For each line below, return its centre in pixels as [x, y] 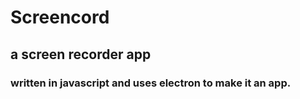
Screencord [60, 17]
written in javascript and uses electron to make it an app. [151, 83]
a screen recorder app [81, 54]
